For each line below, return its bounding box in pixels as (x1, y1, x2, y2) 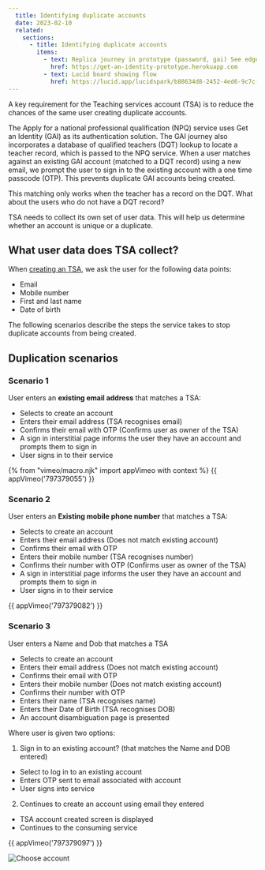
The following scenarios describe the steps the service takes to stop (8, 321, 231, 330)
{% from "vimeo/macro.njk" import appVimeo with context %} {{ (8, 466, 217, 474)
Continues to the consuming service (19, 823, 138, 832)
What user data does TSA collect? (8, 243, 179, 257)
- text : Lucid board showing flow (43, 70, 157, 78)
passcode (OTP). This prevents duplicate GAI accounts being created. (8, 173, 236, 182)
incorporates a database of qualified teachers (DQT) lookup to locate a (8, 140, 238, 149)
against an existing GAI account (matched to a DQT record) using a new (8, 156, 241, 166)
